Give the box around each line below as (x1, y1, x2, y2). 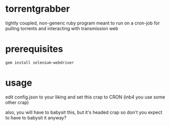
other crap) (5, 99, 29, 105)
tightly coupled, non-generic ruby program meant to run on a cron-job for (5, 20, 160, 26)
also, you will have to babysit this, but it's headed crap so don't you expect (5, 109, 162, 115)
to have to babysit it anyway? (5, 114, 67, 120)
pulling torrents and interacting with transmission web (5, 25, 118, 31)
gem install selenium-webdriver (5, 60, 74, 65)
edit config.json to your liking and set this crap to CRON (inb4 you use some (5, 94, 165, 100)
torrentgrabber (5, 3, 70, 15)
